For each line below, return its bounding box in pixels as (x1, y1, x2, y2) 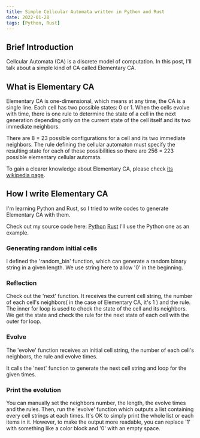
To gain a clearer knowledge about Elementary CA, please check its (6, 165, 174, 172)
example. (6, 229, 29, 236)
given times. (6, 370, 37, 378)
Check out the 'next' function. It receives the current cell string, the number (6, 293, 193, 300)
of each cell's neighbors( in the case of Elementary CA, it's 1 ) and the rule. (6, 299, 191, 306)
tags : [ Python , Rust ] (6, 20, 60, 26)
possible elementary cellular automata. (6, 154, 102, 160)
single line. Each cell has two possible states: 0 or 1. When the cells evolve (6, 104, 190, 111)
